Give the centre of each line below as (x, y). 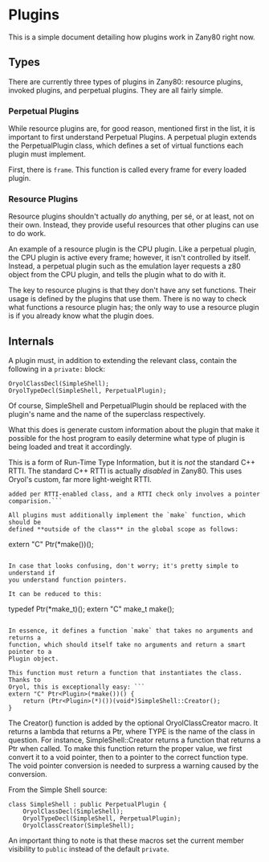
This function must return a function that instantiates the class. (125, 673)
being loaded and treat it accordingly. (70, 447)
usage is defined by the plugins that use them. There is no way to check (128, 299)
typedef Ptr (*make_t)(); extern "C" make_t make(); (92, 609)
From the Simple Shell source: (58, 790)
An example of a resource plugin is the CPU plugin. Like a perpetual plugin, (132, 249)
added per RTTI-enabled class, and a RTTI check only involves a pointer (134, 494)
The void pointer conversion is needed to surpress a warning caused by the (134, 766)
